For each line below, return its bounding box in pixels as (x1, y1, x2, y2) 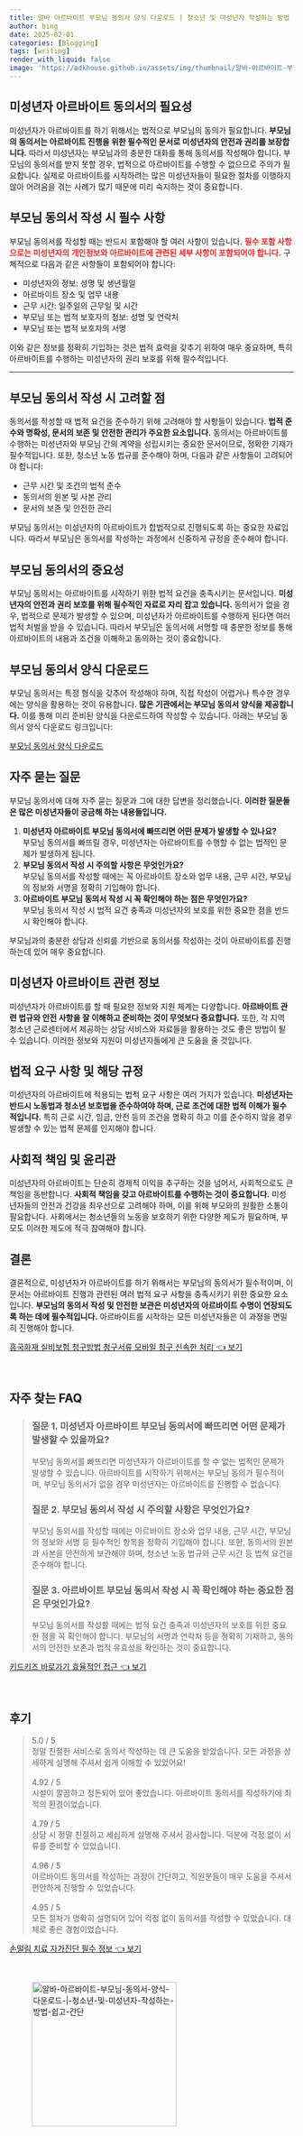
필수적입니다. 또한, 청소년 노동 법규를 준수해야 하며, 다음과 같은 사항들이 (9, 450, 262, 461)
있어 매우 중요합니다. (32, 946, 106, 957)
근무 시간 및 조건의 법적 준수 (22, 480, 122, 492)
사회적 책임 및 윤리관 (9, 1152, 116, 1167)
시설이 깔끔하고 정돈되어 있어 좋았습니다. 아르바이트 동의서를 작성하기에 (31, 1788, 282, 1799)
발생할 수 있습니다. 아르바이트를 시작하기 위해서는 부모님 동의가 (31, 1467, 254, 1478)
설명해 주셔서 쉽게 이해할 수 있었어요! (55, 1757, 187, 1768)
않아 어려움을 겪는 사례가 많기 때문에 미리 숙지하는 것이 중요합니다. (9, 181, 243, 192)
